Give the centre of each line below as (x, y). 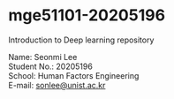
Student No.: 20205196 (51, 66)
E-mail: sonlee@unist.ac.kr (57, 85)
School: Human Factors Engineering (74, 75)
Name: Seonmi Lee (43, 57)
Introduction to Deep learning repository (81, 40)
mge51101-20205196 (87, 15)
